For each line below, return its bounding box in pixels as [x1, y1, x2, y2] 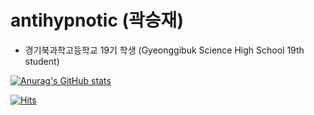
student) [24, 55, 60, 67]
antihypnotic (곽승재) [10, 9, 184, 32]
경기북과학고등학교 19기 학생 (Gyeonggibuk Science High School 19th [24, 44, 305, 56]
